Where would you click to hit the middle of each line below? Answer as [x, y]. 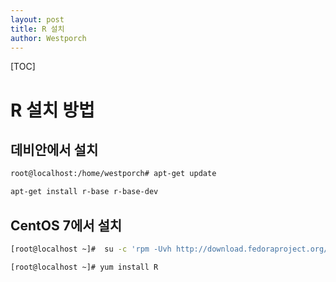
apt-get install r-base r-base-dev [84, 192]
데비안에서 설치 [54, 149]
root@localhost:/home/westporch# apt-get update [113, 174]
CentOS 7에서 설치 [66, 225]
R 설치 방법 [52, 110]
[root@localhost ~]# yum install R [84, 267]
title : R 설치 [37, 29]
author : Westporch [48, 38]
